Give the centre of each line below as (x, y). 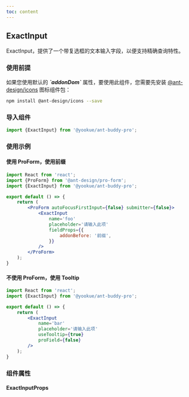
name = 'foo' (62, 219)
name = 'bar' (52, 324)
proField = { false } (60, 340)
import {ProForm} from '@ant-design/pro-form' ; (66, 180)
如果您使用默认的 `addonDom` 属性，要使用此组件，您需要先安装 (86, 82)
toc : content (22, 12)
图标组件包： (55, 90)
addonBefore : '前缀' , (85, 236)
